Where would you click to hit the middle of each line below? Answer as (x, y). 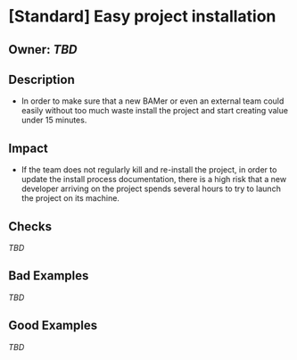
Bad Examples (49, 276)
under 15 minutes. (54, 120)
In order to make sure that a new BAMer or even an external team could (153, 101)
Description (41, 79)
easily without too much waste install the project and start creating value (155, 111)
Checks (30, 226)
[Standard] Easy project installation (142, 17)
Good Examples (53, 326)
